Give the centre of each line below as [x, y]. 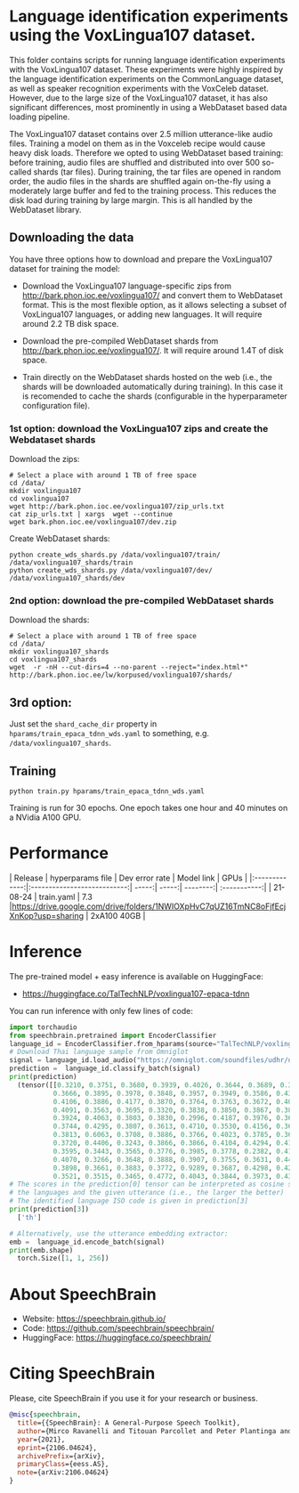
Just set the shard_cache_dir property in [83, 724]
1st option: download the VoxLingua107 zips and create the [139, 428]
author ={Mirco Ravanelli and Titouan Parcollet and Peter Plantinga [147, 1431]
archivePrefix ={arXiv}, [61, 1456]
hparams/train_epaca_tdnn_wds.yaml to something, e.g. [109, 734]
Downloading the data [72, 238]
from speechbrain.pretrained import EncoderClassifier [113, 1035]
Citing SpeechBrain [82, 1374]
